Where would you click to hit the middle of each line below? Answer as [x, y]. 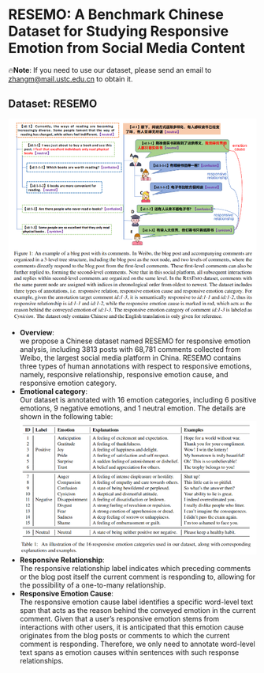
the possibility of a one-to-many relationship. [93, 585]
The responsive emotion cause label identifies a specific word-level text [136, 602]
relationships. [41, 661]
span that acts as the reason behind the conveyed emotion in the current [138, 611]
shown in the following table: [66, 416]
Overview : [37, 332]
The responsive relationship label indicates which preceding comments [135, 569]
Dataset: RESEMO [53, 104]
